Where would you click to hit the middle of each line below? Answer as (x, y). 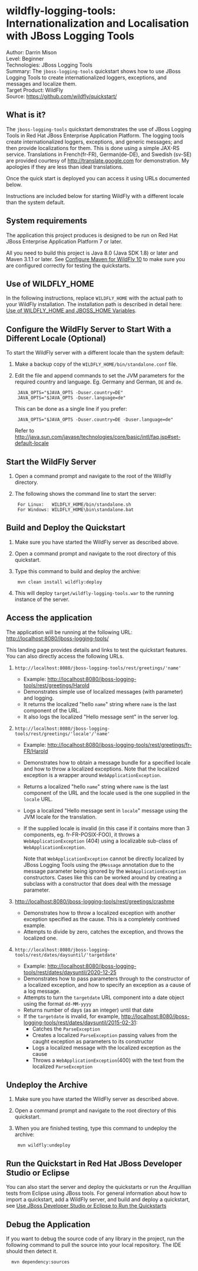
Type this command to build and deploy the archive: (78, 571)
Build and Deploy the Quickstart (66, 528)
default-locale (32, 443)
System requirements (47, 221)
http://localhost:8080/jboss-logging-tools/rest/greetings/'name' (98, 668)
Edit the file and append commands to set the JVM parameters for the (100, 376)
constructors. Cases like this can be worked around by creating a (103, 877)
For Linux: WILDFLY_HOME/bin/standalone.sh (74, 505)
